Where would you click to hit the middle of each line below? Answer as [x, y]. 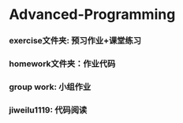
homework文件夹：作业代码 [62, 64]
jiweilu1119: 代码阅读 [48, 110]
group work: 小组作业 [50, 87]
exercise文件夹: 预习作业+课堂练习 [75, 41]
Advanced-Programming [92, 15]
